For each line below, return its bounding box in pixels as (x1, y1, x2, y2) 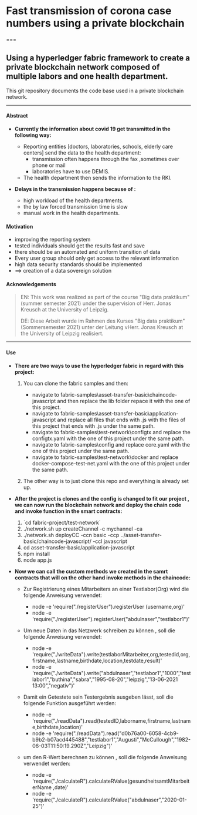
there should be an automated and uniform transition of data (14, 249, 161, 256)
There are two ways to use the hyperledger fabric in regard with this (14, 362, 184, 369)
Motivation (6, 223, 33, 230)
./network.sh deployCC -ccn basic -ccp (23, 531, 120, 538)
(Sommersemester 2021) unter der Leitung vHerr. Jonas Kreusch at (20, 324, 184, 331)
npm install (23, 550, 50, 557)
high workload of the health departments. (23, 197, 124, 204)
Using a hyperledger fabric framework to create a (6, 53, 191, 63)
